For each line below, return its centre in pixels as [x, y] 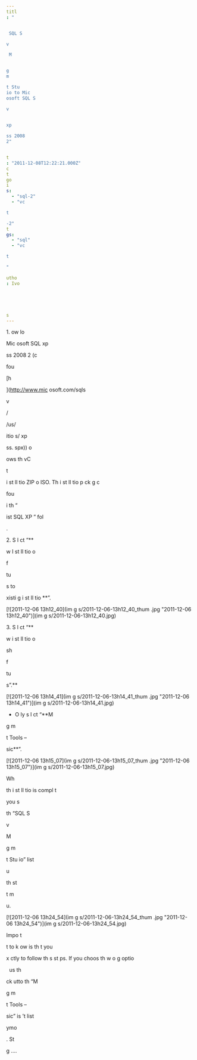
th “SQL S [18, 813]
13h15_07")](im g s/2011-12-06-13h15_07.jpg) [60, 767]
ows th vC [18, 459]
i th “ [12, 505]
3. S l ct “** [20, 628]
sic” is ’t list [20, 1016]
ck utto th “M [22, 981]
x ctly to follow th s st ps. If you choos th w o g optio [70, 959]
